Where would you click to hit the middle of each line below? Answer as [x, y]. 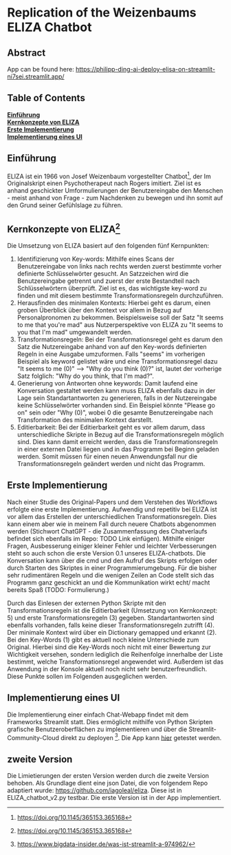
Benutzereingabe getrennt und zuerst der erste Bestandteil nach [108, 281]
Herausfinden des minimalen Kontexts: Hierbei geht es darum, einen [114, 303]
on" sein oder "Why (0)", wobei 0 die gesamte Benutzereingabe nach [115, 413]
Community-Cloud [33, 737]
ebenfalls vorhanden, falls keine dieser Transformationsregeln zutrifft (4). [111, 625]
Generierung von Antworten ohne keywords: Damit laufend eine [107, 383]
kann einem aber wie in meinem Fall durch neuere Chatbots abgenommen [112, 524]
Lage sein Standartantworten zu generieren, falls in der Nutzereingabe [117, 398]
